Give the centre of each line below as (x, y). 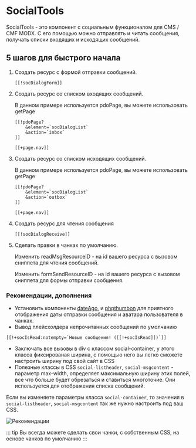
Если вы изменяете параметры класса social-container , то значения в (95, 398)
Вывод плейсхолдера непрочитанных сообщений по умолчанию (96, 327)
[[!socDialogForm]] (38, 83)
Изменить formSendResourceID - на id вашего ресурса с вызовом (97, 274)
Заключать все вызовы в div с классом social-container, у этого (94, 349)
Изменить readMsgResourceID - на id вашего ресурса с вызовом (96, 256)
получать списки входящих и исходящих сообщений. (73, 39)
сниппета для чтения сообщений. (56, 263)
